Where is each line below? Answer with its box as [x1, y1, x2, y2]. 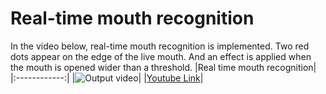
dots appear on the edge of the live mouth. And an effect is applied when [10, 50, 312, 62]
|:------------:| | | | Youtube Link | [10, 72, 204, 84]
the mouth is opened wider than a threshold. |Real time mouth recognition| [10, 61, 317, 73]
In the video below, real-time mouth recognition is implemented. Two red [10, 40, 310, 52]
